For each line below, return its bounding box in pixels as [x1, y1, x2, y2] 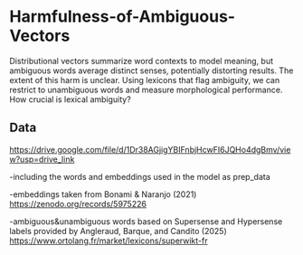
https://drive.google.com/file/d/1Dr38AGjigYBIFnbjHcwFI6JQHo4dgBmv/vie [9, 144, 291, 155]
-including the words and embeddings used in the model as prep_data [9, 171, 271, 182]
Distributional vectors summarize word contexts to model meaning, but [9, 55, 274, 66]
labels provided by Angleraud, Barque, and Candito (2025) [9, 225, 228, 236]
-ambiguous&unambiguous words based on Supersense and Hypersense [9, 215, 283, 227]
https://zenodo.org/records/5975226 [9, 198, 147, 209]
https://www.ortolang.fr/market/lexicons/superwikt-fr [9, 235, 208, 246]
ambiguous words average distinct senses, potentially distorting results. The [9, 65, 294, 76]
